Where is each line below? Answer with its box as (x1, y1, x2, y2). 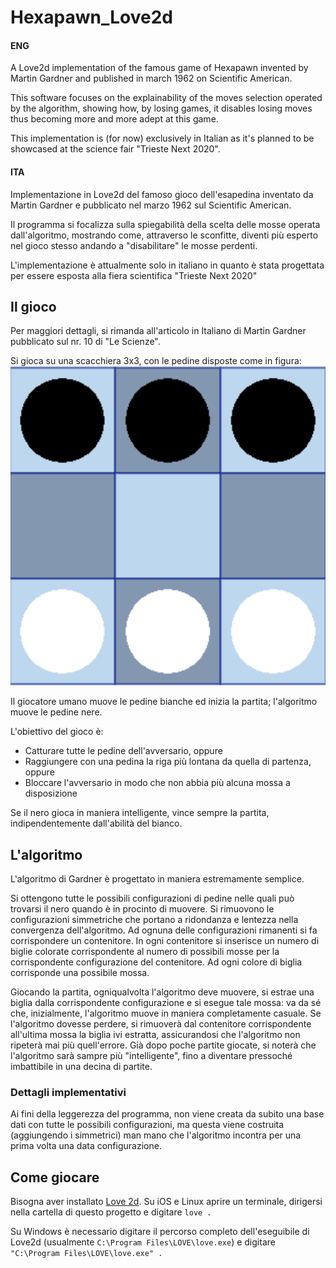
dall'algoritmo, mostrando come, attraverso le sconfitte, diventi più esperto (10, 229, 319, 241)
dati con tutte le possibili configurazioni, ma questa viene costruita (10, 1119, 285, 1131)
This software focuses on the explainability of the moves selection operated (10, 92, 323, 104)
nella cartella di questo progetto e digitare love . (10, 1206, 212, 1218)
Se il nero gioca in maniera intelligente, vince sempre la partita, (10, 807, 270, 819)
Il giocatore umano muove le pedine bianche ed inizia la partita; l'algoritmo (10, 696, 318, 708)
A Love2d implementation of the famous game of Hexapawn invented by (10, 62, 309, 74)
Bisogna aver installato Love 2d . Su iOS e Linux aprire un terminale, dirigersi (10, 1196, 323, 1208)
